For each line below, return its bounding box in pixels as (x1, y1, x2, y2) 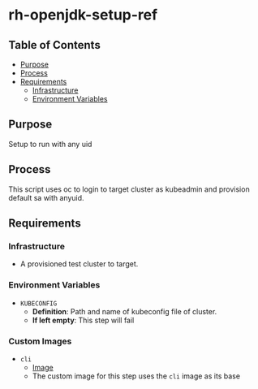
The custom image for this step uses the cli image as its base (32, 371, 241, 381)
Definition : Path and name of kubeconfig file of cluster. (32, 306, 217, 316)
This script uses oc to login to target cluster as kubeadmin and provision (8, 184, 250, 194)
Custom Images (8, 335, 72, 347)
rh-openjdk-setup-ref (8, 6, 158, 24)
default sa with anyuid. (8, 192, 84, 202)
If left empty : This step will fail (32, 315, 135, 325)
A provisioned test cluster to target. (19, 259, 139, 269)
